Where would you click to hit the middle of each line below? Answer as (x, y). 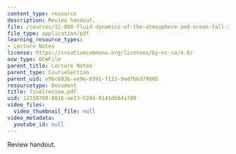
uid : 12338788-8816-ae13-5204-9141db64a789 (72, 99)
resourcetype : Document (42, 85)
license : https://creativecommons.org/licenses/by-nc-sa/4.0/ (100, 53)
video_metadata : (31, 118)
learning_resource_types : (45, 40)
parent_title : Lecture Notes (50, 66)
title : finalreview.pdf (42, 92)
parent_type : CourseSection (48, 72)
